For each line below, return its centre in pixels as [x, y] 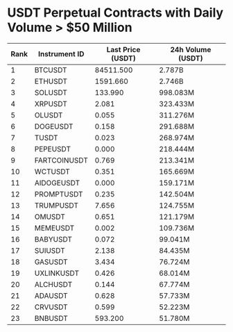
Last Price [123, 49]
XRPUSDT [51, 103]
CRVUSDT [51, 307]
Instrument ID [61, 53]
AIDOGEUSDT [57, 183]
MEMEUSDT [54, 228]
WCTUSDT [52, 172]
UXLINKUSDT [57, 273]
